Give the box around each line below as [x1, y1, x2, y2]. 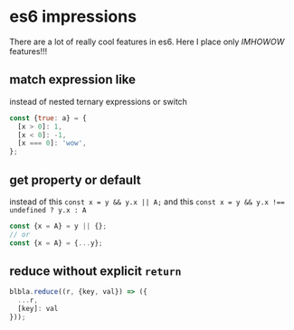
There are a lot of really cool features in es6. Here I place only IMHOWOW [9, 36, 285, 47]
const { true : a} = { [9, 113, 88, 123]
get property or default [9, 172, 142, 187]
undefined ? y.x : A [9, 205, 88, 214]
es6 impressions [9, 6, 138, 27]
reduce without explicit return [9, 263, 182, 278]
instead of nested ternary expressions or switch [9, 96, 188, 107]
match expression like [9, 72, 137, 88]
